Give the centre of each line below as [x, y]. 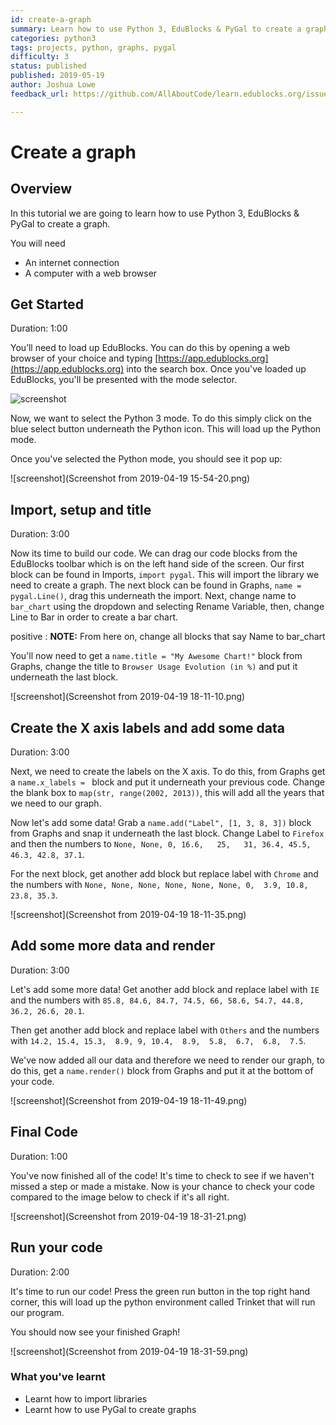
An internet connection [72, 262]
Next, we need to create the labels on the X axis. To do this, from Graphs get [168, 772]
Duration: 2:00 [40, 1272]
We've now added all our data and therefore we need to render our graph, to [167, 1060]
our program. [37, 1312]
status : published [48, 66]
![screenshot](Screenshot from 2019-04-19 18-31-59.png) [129, 1351]
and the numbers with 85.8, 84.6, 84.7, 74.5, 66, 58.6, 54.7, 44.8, [157, 1000]
